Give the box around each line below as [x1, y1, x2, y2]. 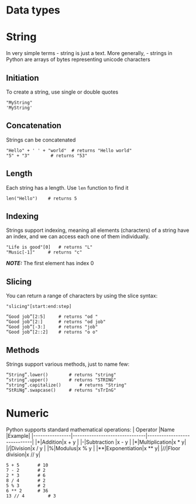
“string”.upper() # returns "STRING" [6, 377, 116, 383]
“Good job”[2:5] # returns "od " [6, 314, 98, 320]
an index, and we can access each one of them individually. [6, 233, 150, 240]
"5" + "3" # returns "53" [6, 153, 88, 159]
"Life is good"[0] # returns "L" [6, 244, 93, 251]
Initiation [6, 73, 39, 83]
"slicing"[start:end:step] [6, 304, 72, 310]
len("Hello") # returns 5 [6, 196, 77, 201]
